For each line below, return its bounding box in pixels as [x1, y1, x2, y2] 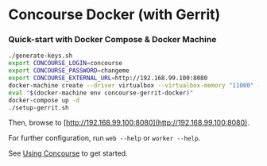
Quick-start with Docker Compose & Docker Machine [8, 34, 217, 45]
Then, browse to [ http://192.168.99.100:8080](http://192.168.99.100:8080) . [8, 118, 250, 128]
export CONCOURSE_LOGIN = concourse [8, 60, 123, 68]
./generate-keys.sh [8, 52, 73, 60]
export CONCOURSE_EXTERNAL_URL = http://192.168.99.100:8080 [8, 74, 208, 83]
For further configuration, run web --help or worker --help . [8, 133, 201, 143]
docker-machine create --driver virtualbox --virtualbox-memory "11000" [8, 81, 254, 89]
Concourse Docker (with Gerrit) [8, 6, 221, 24]
